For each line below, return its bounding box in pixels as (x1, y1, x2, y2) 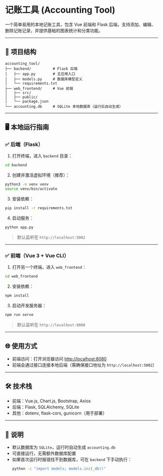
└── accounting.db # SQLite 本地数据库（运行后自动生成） (5, 104, 123, 109)
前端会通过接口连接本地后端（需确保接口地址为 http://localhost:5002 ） (12, 362, 157, 368)
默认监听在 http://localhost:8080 (16, 321, 86, 327)
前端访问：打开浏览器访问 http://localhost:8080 (12, 356, 107, 361)
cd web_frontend (5, 274, 38, 279)
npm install (5, 293, 29, 298)
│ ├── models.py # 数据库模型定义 (5, 77, 83, 81)
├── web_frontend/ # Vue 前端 (5, 86, 74, 91)
